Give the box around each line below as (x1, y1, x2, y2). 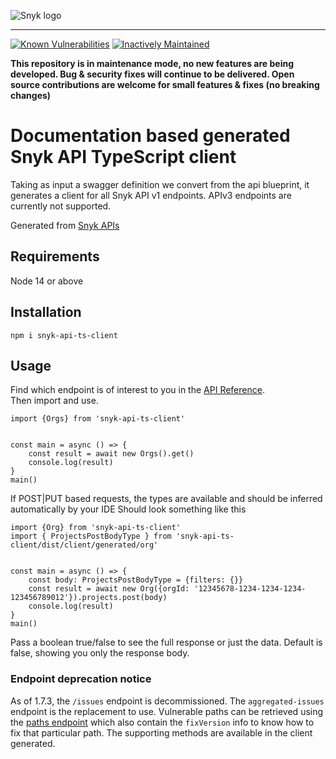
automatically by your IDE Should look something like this (10, 503, 247, 515)
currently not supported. (10, 200, 112, 212)
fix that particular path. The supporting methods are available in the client (10, 726, 313, 739)
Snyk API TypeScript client (10, 146, 237, 169)
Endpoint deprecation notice (10, 672, 152, 686)
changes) (10, 90, 52, 101)
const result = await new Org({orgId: (28, 584, 190, 594)
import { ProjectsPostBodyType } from (10, 531, 172, 542)
